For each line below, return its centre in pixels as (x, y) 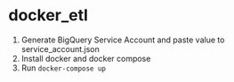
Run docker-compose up (63, 68)
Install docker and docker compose (86, 58)
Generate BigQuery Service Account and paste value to (123, 40)
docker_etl (48, 15)
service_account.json (60, 48)
